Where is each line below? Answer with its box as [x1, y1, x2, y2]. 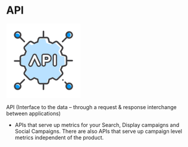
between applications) [6, 110, 61, 117]
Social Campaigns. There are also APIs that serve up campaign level [14, 127, 183, 135]
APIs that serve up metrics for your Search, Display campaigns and [14, 121, 180, 128]
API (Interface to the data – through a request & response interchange [6, 103, 177, 110]
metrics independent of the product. [14, 134, 104, 141]
